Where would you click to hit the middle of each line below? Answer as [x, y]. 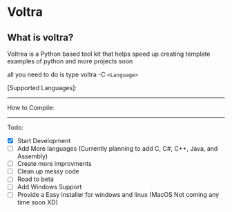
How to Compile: [31, 108]
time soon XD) [38, 202]
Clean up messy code [48, 171]
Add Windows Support [49, 187]
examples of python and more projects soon [70, 61]
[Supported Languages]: [42, 88]
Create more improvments [54, 164]
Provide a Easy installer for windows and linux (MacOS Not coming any [118, 195]
